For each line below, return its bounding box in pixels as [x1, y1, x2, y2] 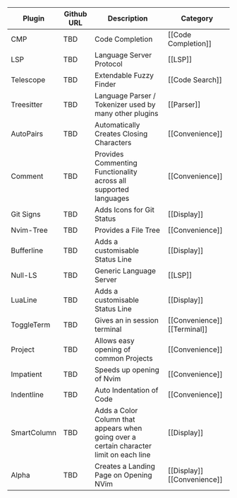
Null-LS [11, 270, 37, 280]
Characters [95, 138, 132, 147]
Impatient [11, 369, 42, 379]
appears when [95, 424, 142, 433]
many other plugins [95, 109, 159, 118]
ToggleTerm [11, 320, 51, 330]
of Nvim [95, 374, 121, 383]
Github [63, 9, 87, 18]
